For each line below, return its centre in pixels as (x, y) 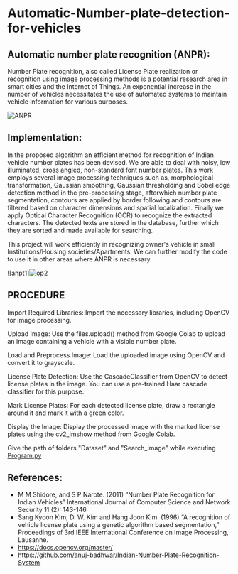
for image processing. (39, 320)
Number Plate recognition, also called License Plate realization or (103, 71)
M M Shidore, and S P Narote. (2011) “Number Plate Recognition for (116, 494)
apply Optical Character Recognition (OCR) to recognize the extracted (110, 215)
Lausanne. (33, 540)
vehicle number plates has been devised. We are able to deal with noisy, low (119, 162)
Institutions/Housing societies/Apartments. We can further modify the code (117, 251)
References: (35, 478)
